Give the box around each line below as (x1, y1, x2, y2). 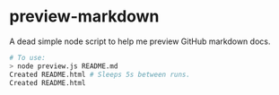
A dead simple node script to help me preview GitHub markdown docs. (9, 36, 271, 47)
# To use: (9, 53, 47, 62)
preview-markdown (9, 6, 160, 27)
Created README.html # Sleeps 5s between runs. (9, 70, 191, 79)
